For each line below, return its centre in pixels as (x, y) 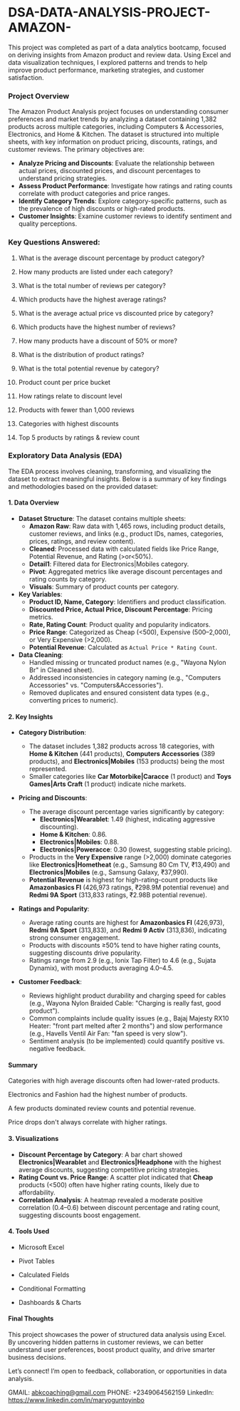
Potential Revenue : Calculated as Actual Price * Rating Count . (123, 647)
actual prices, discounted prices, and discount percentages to (109, 171)
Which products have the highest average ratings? (92, 299)
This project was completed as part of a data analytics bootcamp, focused (117, 47)
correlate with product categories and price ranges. (94, 194)
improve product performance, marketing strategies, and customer (106, 70)
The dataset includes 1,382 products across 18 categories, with (122, 746)
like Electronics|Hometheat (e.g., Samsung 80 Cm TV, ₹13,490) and (129, 865)
